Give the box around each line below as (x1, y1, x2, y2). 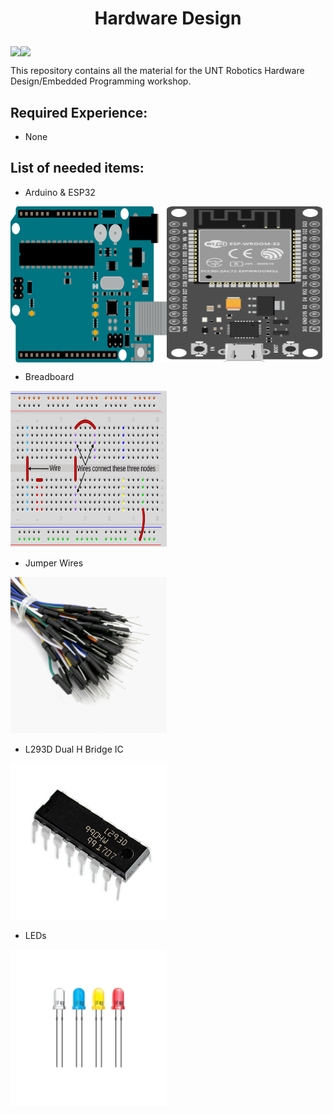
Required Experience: (10, 104, 148, 121)
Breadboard (24, 370, 75, 382)
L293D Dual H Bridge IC (24, 743, 124, 755)
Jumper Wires (24, 557, 84, 569)
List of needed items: (10, 160, 145, 177)
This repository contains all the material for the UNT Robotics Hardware (10, 65, 305, 77)
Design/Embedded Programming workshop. (10, 75, 192, 87)
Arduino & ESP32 (24, 186, 96, 198)
